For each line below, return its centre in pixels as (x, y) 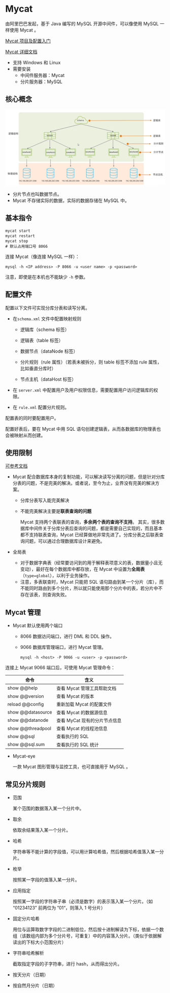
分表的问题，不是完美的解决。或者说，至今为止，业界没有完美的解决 (84, 483)
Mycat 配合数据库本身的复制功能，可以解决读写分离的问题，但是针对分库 (89, 477)
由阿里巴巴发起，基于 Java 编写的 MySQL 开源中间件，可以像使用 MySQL (82, 23)
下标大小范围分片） (46, 942)
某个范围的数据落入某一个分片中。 (48, 808)
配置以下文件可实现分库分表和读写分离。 (47, 308)
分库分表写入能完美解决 (45, 501)
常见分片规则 (25, 784)
